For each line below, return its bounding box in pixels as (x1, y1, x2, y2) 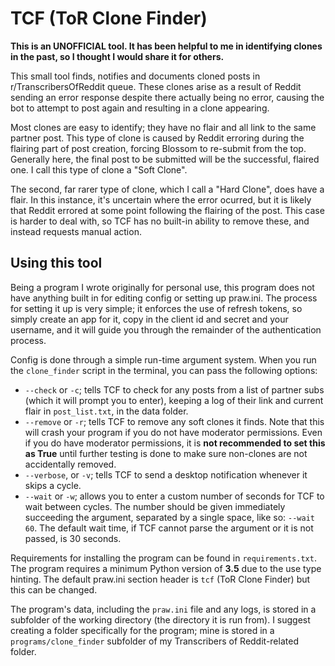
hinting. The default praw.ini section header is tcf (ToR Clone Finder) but (10, 573, 311, 585)
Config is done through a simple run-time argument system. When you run (10, 353, 317, 366)
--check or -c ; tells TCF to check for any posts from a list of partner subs (24, 383, 325, 396)
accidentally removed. (24, 458, 117, 470)
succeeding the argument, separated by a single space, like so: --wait (24, 511, 315, 523)
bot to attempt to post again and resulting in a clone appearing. (10, 102, 270, 114)
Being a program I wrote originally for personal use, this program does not (10, 281, 315, 293)
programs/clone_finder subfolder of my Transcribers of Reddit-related (10, 635, 299, 647)
